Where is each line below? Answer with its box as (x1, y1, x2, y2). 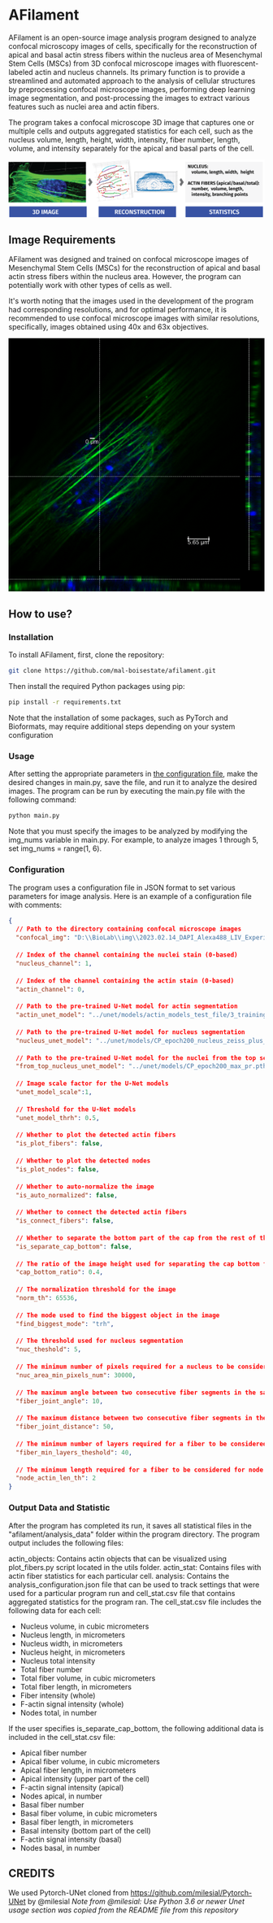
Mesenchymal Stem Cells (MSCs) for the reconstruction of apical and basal (8, 263, 261, 273)
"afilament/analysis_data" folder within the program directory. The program (8, 1529, 260, 1539)
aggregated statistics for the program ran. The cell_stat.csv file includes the (8, 1597, 262, 1607)
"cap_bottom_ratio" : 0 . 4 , (15, 1268, 104, 1276)
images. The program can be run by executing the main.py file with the (8, 787, 245, 796)
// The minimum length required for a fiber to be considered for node (15, 1466, 264, 1474)
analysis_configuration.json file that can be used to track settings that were (8, 1580, 260, 1589)
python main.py (8, 812, 60, 820)
